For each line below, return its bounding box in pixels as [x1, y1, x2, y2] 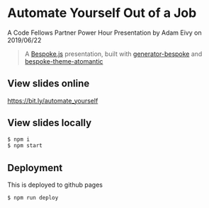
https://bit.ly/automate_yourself [7, 96, 98, 105]
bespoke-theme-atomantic [24, 57, 103, 65]
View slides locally [7, 117, 92, 129]
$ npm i [7, 136, 30, 143]
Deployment [7, 161, 63, 174]
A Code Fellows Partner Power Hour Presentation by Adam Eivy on [7, 28, 202, 37]
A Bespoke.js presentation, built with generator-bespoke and [24, 50, 203, 58]
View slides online [7, 78, 90, 90]
